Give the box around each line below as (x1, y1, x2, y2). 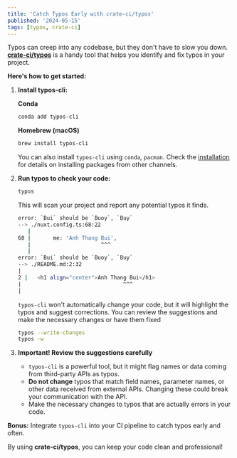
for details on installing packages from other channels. (17, 161, 178, 169)
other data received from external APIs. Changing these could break (28, 385, 228, 393)
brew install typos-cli (17, 140, 89, 147)
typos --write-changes (17, 329, 85, 336)
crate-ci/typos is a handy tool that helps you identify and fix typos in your (7, 50, 225, 59)
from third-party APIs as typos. (28, 370, 120, 378)
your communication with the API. (28, 393, 128, 401)
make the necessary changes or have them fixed (17, 315, 162, 324)
